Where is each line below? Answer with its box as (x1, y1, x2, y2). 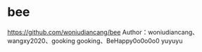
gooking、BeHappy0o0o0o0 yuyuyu (76, 36, 183, 45)
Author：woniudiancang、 (122, 28, 199, 36)
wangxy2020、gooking (7, 36, 75, 45)
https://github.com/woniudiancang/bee (7, 28, 121, 36)
